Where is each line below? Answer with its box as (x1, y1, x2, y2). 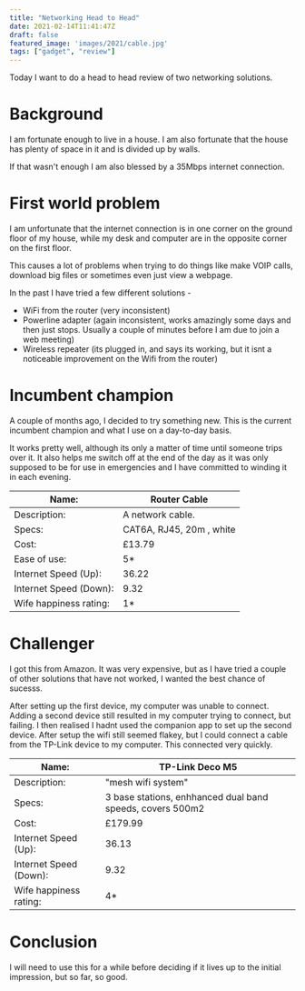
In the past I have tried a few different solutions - (9, 287, 192, 298)
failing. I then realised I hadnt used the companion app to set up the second (9, 719, 292, 730)
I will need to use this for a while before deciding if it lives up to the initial (9, 961, 281, 973)
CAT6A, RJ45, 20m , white (122, 523, 236, 536)
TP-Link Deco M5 (158, 760, 238, 773)
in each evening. (9, 471, 72, 482)
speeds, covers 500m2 (104, 802, 205, 815)
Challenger (9, 634, 95, 655)
